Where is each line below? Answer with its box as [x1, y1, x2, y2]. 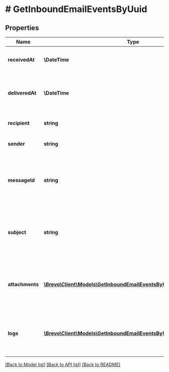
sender [8, 141, 25, 147]
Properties [5, 24, 39, 32]
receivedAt [8, 56, 35, 63]
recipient [8, 119, 30, 127]
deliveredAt [8, 89, 37, 96]
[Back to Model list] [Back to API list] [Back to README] [5, 361, 121, 367]
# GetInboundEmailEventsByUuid [5, 4, 147, 15]
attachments [8, 281, 39, 288]
